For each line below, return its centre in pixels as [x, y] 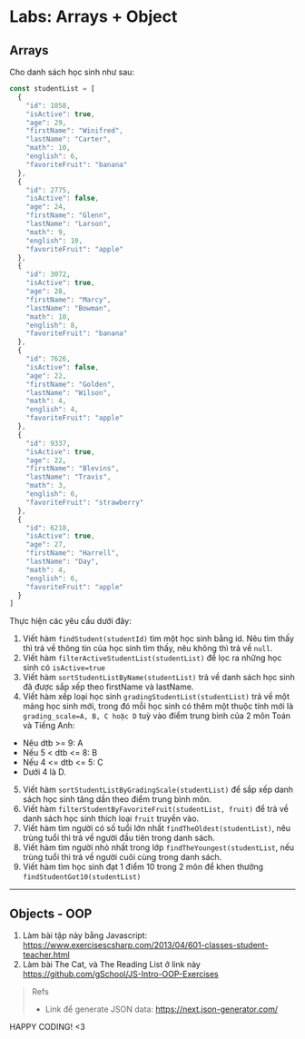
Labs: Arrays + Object [93, 17]
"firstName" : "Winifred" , [75, 131]
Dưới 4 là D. [44, 772]
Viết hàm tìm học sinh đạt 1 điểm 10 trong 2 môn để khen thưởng [143, 867]
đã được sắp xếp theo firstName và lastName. [108, 687]
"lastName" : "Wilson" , [69, 392]
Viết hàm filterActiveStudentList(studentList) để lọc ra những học [152, 658]
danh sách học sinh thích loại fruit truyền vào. [111, 818]
